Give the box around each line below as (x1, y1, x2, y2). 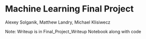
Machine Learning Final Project (5, 3, 134, 14)
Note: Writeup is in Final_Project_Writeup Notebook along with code (5, 28, 142, 34)
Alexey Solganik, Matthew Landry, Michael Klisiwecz (5, 19, 111, 25)
